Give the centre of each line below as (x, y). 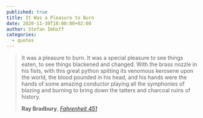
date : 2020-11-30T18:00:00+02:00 (49, 23)
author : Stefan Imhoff (35, 29)
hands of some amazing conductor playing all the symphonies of (103, 84)
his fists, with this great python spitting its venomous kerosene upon (107, 71)
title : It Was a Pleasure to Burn (50, 18)
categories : (21, 35)
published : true (27, 12)
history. (31, 97)
